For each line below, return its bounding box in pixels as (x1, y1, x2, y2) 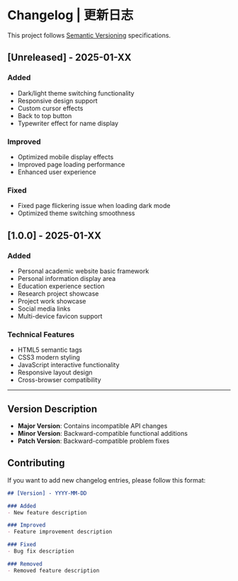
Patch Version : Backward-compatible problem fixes (17, 437, 170, 445)
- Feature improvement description (7, 529, 113, 536)
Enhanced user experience (17, 168, 97, 176)
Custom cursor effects (17, 104, 84, 113)
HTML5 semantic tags (17, 345, 83, 355)
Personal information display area (17, 274, 116, 282)
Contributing (7, 457, 65, 469)
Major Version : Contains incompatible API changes (17, 422, 168, 430)
